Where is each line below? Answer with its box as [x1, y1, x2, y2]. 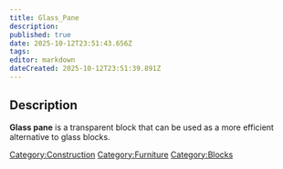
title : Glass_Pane [9, 13, 79, 23]
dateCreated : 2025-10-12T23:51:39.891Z [9, 65, 162, 74]
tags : [9, 47, 30, 56]
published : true [9, 30, 71, 39]
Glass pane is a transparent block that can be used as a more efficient [9, 122, 274, 133]
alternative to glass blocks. [9, 131, 111, 142]
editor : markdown [9, 55, 76, 65]
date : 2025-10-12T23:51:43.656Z [9, 38, 132, 48]
